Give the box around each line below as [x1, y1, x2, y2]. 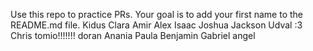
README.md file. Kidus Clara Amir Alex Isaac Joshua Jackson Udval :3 [10, 19, 303, 31]
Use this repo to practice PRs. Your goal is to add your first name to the [10, 9, 304, 20]
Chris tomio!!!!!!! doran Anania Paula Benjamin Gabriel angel [10, 30, 256, 41]
